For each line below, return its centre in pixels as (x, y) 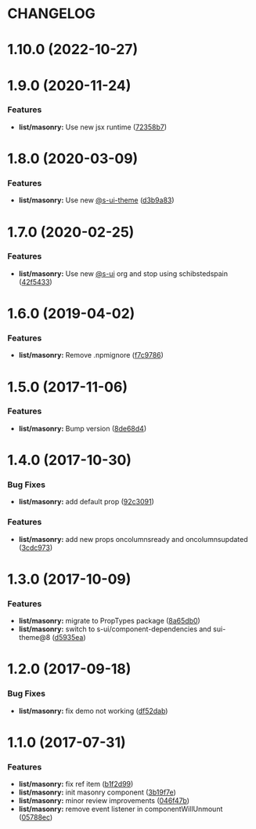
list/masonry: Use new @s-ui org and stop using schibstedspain (123, 273)
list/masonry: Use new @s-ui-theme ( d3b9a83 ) (96, 200)
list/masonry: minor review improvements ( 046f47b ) (104, 801)
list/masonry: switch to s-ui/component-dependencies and (115, 629)
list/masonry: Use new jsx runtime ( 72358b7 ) (93, 127)
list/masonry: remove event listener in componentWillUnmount (121, 809)
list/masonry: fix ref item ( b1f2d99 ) (76, 784)
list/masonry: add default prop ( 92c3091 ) (86, 502)
